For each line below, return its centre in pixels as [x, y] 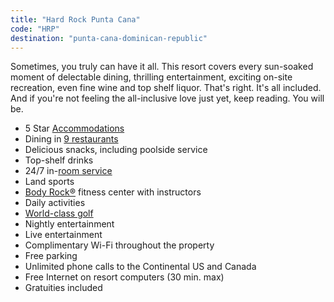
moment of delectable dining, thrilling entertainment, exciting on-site [151, 77]
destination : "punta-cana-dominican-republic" [109, 38]
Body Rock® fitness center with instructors [113, 192]
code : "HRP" [35, 29]
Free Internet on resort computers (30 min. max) [124, 277]
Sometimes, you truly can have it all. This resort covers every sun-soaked [162, 67]
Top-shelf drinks [59, 160]
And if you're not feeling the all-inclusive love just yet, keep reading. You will [167, 98]
